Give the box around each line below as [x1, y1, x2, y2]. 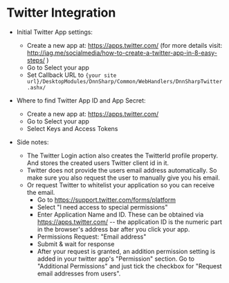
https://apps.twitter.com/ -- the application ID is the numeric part [37, 217, 223, 226]
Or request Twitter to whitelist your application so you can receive [26, 180, 215, 189]
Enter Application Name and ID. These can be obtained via [37, 210, 204, 218]
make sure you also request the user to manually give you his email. [26, 173, 221, 182]
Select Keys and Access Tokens [26, 124, 118, 132]
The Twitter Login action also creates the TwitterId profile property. [26, 151, 219, 160]
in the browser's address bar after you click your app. [37, 225, 190, 233]
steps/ [26, 55, 46, 64]
